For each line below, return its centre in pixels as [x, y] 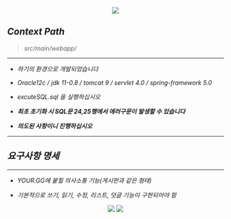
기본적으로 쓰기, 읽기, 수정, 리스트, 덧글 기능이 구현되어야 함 [97, 195]
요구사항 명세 [33, 156]
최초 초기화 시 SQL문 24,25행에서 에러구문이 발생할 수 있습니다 [101, 111]
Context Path [36, 32]
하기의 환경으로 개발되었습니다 [57, 69]
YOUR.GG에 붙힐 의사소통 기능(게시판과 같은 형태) [85, 180]
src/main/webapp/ [50, 48]
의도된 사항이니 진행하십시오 [55, 126]
